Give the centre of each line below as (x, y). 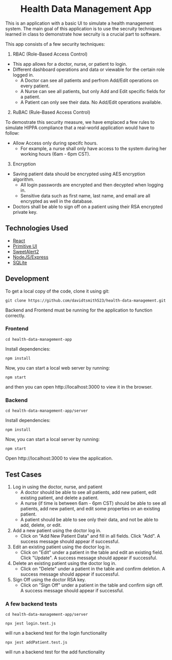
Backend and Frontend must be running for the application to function (79, 310)
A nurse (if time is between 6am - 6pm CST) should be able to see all (93, 503)
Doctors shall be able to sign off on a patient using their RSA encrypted (88, 207)
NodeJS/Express (30, 257)
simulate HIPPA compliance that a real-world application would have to (80, 127)
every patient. (35, 86)
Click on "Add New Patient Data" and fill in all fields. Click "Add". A (90, 536)
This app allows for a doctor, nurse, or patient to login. (70, 64)
